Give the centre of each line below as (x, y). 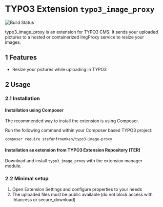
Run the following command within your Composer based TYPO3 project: (79, 131)
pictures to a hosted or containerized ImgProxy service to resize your (75, 37)
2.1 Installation (22, 98)
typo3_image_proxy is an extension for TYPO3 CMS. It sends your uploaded (82, 32)
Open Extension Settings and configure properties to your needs (77, 189)
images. (13, 42)
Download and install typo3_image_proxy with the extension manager (74, 161)
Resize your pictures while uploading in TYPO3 (59, 69)
